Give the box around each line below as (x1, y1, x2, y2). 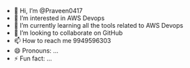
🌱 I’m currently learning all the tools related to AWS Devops (13, 22, 184, 29)
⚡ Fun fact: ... (13, 54, 52, 62)
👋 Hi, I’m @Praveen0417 (13, 7, 83, 15)
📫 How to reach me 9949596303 (13, 37, 111, 44)
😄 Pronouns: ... (13, 46, 59, 55)
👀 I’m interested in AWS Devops (13, 14, 105, 22)
